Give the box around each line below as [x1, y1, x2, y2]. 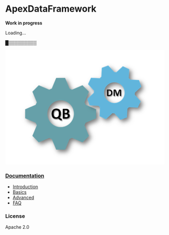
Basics [12, 189, 27, 195]
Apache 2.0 [5, 224, 29, 230]
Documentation [5, 172, 45, 179]
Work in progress [5, 20, 43, 26]
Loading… [5, 30, 26, 36]
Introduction [12, 184, 38, 190]
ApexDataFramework [5, 3, 97, 15]
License [5, 212, 25, 219]
